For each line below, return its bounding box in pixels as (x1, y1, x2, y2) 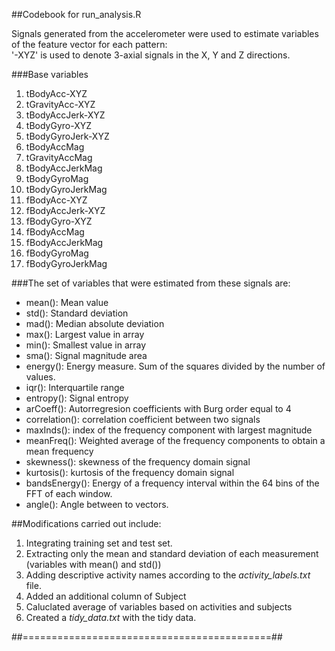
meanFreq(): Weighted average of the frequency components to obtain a (25, 435, 326, 446)
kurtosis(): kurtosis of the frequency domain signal (25, 467, 235, 478)
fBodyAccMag (25, 226, 85, 238)
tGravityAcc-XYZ (25, 99, 96, 110)
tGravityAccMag (25, 152, 93, 163)
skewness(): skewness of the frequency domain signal (25, 456, 251, 468)
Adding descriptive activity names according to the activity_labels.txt (25, 569, 311, 581)
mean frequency (25, 445, 94, 457)
